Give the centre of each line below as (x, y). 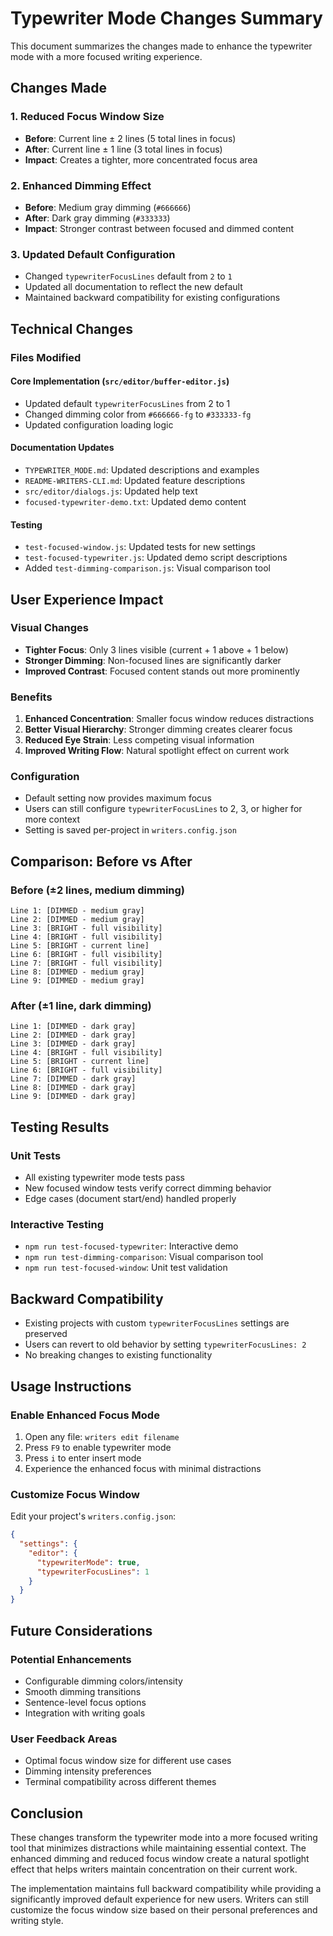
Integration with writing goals (85, 1713)
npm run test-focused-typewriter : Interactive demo (131, 1246)
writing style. (37, 1920)
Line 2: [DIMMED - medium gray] (77, 920)
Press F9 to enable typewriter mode (98, 1447)
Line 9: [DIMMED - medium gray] (77, 981)
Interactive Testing (57, 1225)
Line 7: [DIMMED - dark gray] (73, 1079)
